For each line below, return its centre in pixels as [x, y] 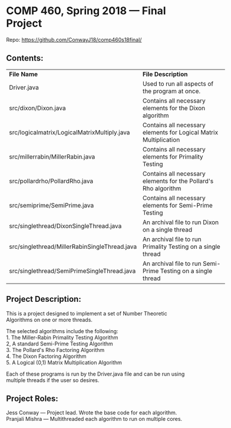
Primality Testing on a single [181, 246]
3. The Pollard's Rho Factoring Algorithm [55, 350]
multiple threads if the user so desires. [53, 380]
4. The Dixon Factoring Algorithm [46, 356]
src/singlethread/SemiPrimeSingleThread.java [72, 271]
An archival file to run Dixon [181, 222]
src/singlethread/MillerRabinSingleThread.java [73, 246]
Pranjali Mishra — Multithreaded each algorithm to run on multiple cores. [94, 419]
